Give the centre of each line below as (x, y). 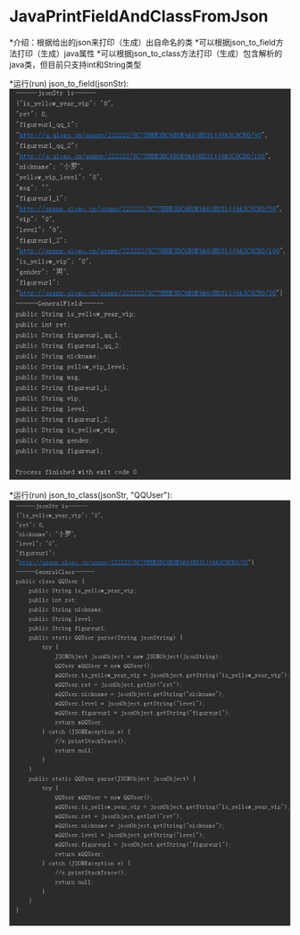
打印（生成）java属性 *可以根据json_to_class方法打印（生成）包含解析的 (150, 53)
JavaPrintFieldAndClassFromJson (139, 17)
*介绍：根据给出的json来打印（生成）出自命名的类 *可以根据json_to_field (143, 42)
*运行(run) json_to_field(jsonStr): (69, 83)
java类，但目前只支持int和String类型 (75, 64)
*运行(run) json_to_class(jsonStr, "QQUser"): (91, 495)
